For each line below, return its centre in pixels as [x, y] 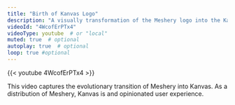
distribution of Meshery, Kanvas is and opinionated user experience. [106, 93]
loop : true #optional [39, 53]
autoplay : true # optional [48, 46]
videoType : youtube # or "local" [58, 33]
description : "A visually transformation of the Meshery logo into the [114, 20]
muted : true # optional [43, 40]
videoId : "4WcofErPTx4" [42, 27]
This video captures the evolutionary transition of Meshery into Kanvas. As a [117, 86]
